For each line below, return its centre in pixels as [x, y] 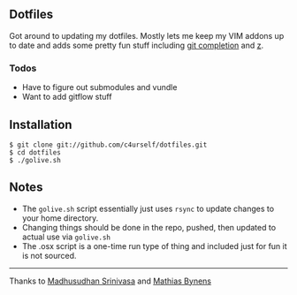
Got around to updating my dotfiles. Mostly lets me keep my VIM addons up [147, 35]
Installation [41, 124]
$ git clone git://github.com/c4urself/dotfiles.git [108, 145]
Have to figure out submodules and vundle [99, 87]
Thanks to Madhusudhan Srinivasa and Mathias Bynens [110, 281]
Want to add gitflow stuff [67, 97]
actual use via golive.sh [66, 237]
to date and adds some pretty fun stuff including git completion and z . [136, 45]
